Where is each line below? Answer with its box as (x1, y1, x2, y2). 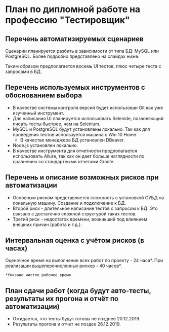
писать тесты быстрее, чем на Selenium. (12, 121, 101, 127)
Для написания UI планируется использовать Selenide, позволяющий (12, 115, 163, 121)
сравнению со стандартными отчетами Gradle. (12, 158, 115, 164)
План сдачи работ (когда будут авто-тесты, (5, 286, 151, 295)
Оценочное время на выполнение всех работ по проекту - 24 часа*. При (5, 257, 163, 264)
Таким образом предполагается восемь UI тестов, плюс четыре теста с (5, 63, 161, 69)
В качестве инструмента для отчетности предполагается (12, 147, 138, 154)
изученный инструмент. (12, 110, 65, 116)
